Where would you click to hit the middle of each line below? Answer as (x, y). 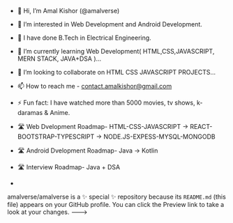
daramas (30, 113)
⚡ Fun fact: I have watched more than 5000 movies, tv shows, (106, 102)
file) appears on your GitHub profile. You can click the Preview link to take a (116, 205)
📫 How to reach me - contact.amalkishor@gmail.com (95, 86)
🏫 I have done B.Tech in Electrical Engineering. (84, 38)
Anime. (60, 113)
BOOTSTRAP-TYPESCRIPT (56, 137)
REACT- (201, 126)
